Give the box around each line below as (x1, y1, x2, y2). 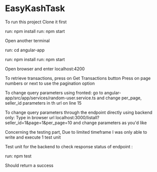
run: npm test (5, 153, 32, 159)
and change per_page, (97, 95, 142, 101)
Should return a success (5, 162, 54, 168)
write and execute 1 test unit (5, 134, 61, 140)
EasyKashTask (5, 3, 65, 14)
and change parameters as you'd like (73, 120, 147, 125)
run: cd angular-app (5, 47, 45, 53)
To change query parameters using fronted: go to (5, 90, 103, 95)
